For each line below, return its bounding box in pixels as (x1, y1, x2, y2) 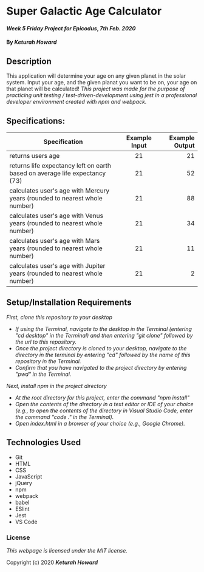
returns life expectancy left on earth (9, 162, 111, 169)
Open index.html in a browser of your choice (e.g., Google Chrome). (15, 420, 185, 427)
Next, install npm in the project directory (6, 382, 107, 389)
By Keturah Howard (6, 38, 57, 46)
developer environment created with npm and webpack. (6, 98, 147, 106)
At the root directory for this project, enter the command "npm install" (15, 393, 190, 401)
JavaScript (15, 472, 42, 480)
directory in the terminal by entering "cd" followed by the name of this (15, 351, 191, 358)
